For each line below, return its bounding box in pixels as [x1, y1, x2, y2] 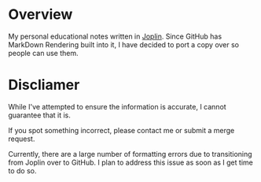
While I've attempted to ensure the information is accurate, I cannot [8, 102, 226, 111]
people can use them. [8, 48, 79, 58]
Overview [8, 6, 73, 24]
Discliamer [8, 76, 80, 94]
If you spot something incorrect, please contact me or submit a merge [8, 125, 235, 135]
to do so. [8, 165, 37, 175]
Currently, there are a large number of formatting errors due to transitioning [8, 149, 253, 158]
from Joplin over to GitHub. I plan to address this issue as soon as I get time [8, 158, 253, 167]
